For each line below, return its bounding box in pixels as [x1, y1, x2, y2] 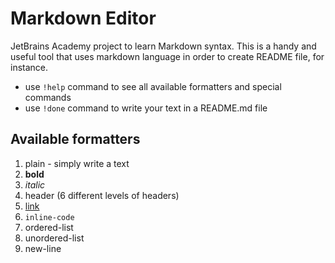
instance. [10, 61, 49, 73]
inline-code [24, 212, 75, 222]
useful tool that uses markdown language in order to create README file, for [10, 50, 325, 62]
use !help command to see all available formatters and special [24, 80, 282, 92]
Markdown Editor [10, 7, 157, 30]
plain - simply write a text [24, 157, 130, 169]
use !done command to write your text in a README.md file [24, 102, 268, 114]
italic [24, 178, 46, 191]
